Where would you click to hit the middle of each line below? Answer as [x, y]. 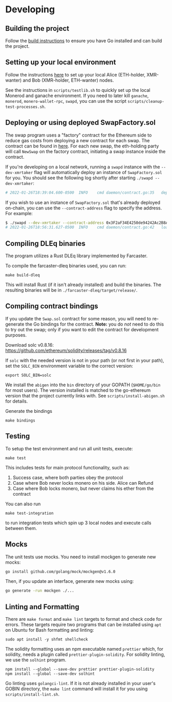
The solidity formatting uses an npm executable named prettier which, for [84, 649]
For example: [19, 213]
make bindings [20, 420]
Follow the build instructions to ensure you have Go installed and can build [84, 41]
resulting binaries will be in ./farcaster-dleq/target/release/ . [71, 290]
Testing [18, 436]
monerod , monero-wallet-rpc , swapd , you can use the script [66, 101]
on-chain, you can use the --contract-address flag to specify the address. [84, 208]
